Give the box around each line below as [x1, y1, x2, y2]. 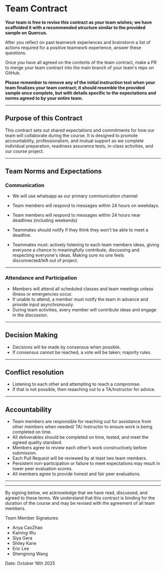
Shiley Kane [12, 540, 37, 546]
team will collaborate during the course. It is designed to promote [5, 132, 138, 138]
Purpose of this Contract [5, 114, 83, 122]
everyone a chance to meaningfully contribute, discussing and [12, 247, 140, 253]
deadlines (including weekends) [12, 218, 78, 224]
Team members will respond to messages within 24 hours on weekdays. [12, 203, 160, 209]
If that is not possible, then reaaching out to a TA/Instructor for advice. [12, 386, 156, 392]
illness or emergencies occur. [12, 291, 73, 297]
